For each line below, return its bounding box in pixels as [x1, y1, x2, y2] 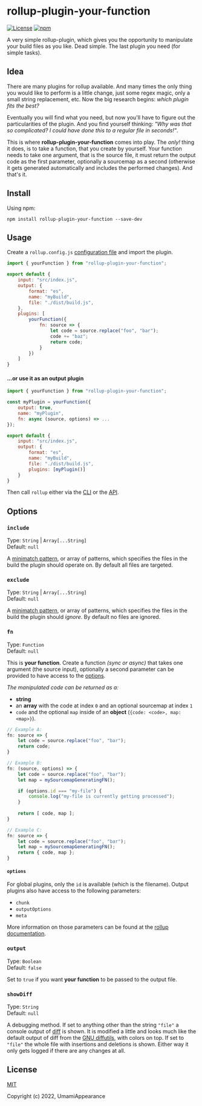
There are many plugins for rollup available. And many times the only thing [7, 83, 192, 90]
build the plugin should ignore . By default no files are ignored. [7, 613, 161, 621]
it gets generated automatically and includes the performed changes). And [7, 164, 193, 171]
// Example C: [7, 827, 43, 833]
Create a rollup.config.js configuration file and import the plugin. [7, 249, 173, 256]
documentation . [7, 930, 47, 937]
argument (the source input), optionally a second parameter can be [7, 666, 174, 673]
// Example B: [7, 760, 43, 766]
